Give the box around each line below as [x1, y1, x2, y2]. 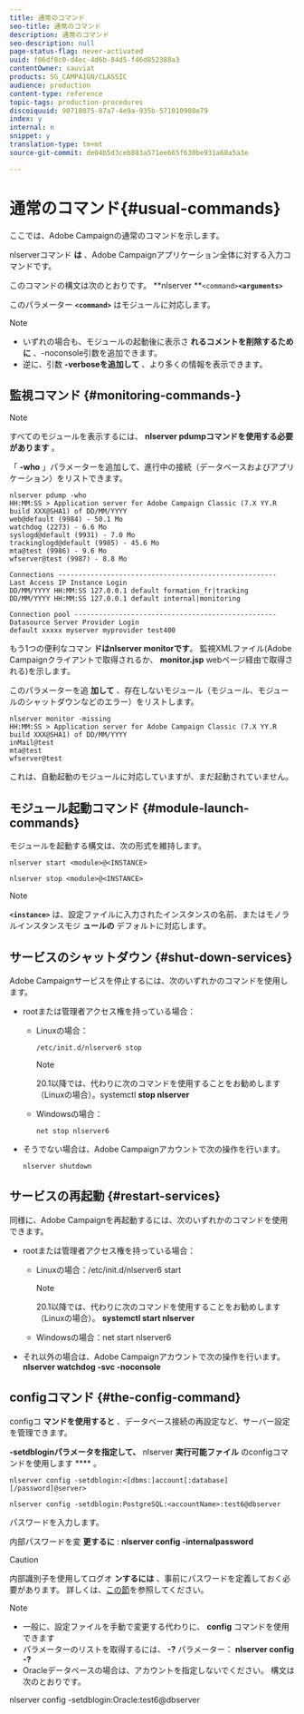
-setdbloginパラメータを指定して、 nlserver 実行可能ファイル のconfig [9, 1446, 273, 1457]
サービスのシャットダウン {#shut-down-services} [9, 949, 292, 965]
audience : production [9, 81, 91, 90]
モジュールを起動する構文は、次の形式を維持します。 [9, 840, 206, 851]
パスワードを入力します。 [9, 1516, 104, 1527]
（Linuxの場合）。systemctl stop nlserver [35, 1090, 190, 1100]
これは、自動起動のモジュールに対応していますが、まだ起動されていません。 [9, 771, 294, 782]
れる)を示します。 [9, 666, 75, 677]
